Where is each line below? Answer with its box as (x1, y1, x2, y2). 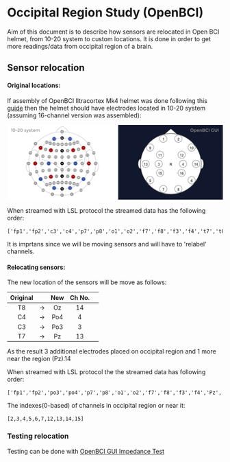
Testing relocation (7, 431, 69, 441)
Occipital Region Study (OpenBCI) (7, 5, 204, 21)
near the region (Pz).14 (7, 355, 71, 363)
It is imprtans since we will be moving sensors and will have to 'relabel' (7, 240, 207, 249)
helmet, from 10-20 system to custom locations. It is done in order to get (7, 34, 211, 43)
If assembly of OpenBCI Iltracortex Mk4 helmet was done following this (7, 96, 207, 104)
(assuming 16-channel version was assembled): (7, 111, 142, 119)
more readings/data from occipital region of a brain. (7, 42, 153, 50)
